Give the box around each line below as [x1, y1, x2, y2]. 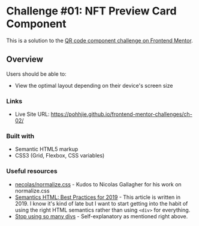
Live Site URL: [14, 111, 50, 118]
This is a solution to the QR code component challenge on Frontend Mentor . [6, 37, 193, 44]
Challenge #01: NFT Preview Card [6, 4, 177, 18]
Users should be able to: [6, 70, 67, 78]
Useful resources [6, 167, 58, 176]
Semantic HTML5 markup [14, 145, 79, 153]
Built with [6, 132, 35, 140]
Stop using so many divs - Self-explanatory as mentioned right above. [14, 212, 188, 220]
